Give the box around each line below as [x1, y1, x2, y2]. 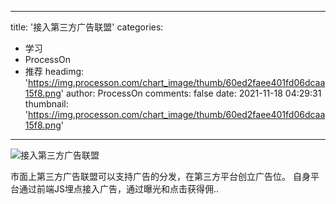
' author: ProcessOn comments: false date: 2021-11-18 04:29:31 [60, 87, 322, 99]
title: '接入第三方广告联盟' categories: [10, 21, 164, 33]
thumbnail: [24, 98, 69, 110]
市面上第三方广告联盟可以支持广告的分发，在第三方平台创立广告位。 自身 [10, 171, 311, 182]
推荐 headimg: [24, 66, 85, 77]
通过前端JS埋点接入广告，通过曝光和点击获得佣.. [18, 183, 220, 195]
